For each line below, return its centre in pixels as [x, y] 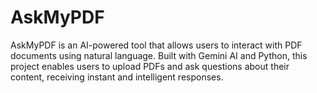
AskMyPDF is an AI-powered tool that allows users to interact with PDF [156, 45]
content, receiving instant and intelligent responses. [117, 77]
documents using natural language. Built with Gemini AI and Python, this [159, 55]
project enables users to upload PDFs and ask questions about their [150, 66]
